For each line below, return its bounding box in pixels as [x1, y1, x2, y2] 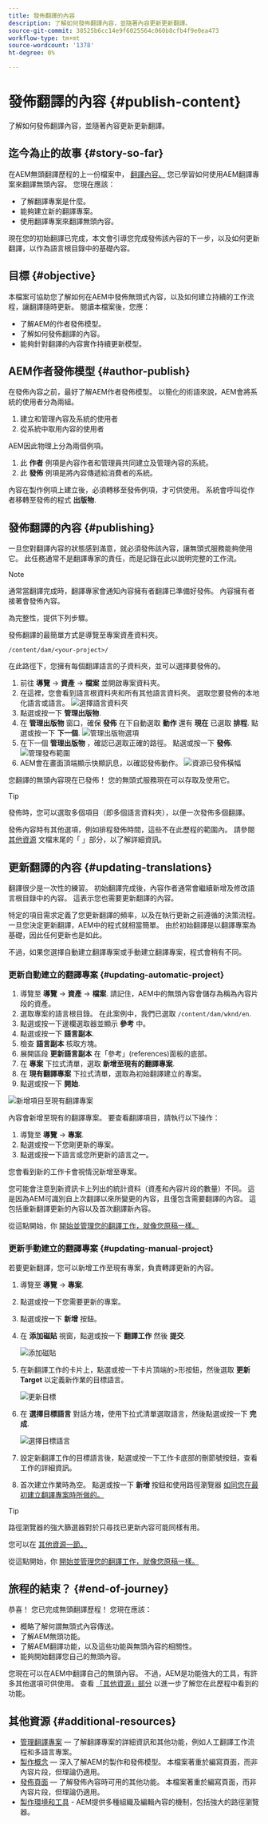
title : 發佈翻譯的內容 [8, 11, 76, 20]
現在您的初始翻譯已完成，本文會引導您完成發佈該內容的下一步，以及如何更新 [8, 233, 260, 243]
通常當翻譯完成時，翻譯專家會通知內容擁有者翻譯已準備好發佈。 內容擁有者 [8, 586, 255, 596]
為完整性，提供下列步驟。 [8, 613, 93, 623]
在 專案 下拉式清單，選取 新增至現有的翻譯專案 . [19, 1059, 175, 1068]
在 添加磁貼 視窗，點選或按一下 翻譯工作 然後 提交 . [19, 1330, 186, 1341]
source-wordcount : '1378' [8, 42, 94, 50]
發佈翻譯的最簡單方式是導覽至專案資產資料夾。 [8, 630, 162, 640]
